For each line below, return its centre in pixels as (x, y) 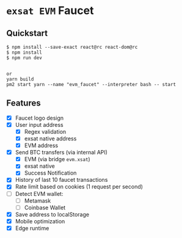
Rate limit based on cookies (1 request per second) (79, 187)
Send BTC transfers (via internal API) (61, 153)
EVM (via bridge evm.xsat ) (57, 159)
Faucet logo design (39, 118)
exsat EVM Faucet (50, 11)
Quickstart (27, 33)
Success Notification (50, 173)
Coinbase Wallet (45, 207)
